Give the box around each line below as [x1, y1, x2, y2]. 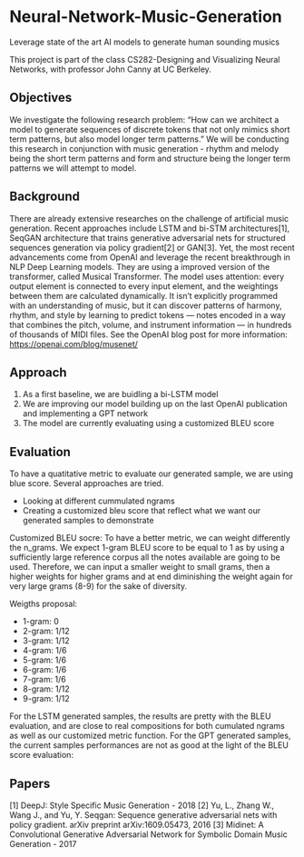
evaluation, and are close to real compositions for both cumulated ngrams [9, 721, 286, 732]
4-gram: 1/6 [22, 645, 67, 656]
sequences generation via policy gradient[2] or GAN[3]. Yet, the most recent [9, 242, 295, 253]
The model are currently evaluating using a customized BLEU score [22, 418, 275, 429]
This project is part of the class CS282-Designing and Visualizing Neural [9, 54, 280, 65]
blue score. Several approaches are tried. [9, 478, 164, 489]
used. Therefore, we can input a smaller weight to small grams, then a [9, 562, 270, 573]
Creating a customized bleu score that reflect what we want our [22, 505, 261, 516]
